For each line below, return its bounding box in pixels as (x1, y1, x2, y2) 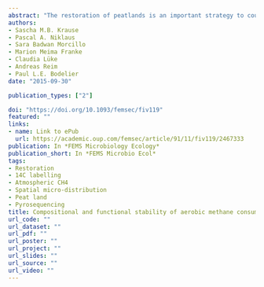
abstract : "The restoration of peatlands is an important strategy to (8, 11, 244, 20)
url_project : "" (8, 245, 61, 252)
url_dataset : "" (8, 223, 61, 230)
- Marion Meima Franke (8, 48, 82, 56)
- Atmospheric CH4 (8, 178, 68, 187)
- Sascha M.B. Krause (8, 26, 79, 34)
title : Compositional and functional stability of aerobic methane (8, 208, 234, 216)
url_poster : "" (8, 237, 58, 245)
